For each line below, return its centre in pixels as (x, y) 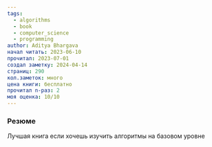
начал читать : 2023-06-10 (44, 52)
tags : (15, 13)
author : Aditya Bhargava (43, 46)
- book (23, 26)
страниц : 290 (26, 71)
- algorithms (32, 20)
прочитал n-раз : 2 (33, 90)
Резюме (21, 121)
